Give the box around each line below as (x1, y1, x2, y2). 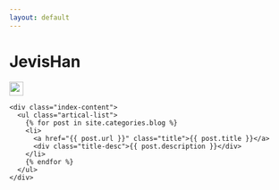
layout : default (9, 12, 70, 22)
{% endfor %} (25, 157, 74, 166)
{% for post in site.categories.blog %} (25, 118, 178, 128)
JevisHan (9, 51, 81, 71)
